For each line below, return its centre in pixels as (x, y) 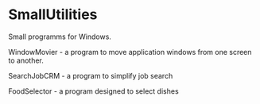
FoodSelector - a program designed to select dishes (93, 91)
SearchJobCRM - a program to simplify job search (91, 75)
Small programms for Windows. (60, 37)
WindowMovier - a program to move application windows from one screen (130, 52)
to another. (26, 60)
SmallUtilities (53, 15)
